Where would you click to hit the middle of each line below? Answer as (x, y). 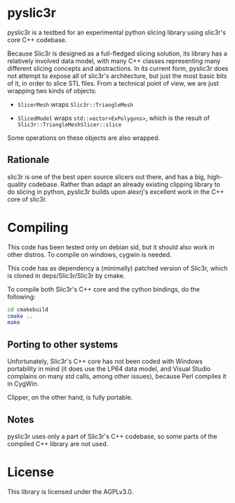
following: (21, 296)
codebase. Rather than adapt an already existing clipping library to (125, 184)
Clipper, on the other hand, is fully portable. (70, 398)
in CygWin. (23, 384)
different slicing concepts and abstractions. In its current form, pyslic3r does (118, 68)
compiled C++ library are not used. (58, 443)
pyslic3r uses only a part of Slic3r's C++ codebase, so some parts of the (112, 436)
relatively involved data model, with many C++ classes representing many (114, 60)
